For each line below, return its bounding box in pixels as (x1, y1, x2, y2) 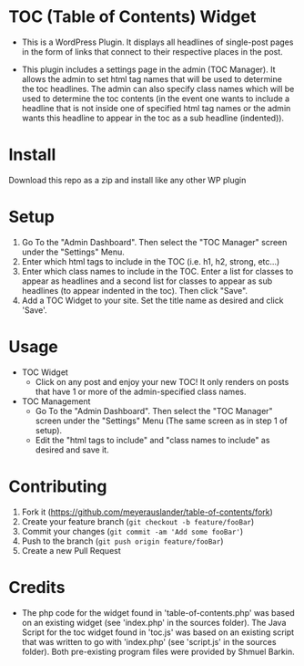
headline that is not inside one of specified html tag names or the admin (21, 102, 291, 113)
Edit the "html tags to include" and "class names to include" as (35, 434, 270, 445)
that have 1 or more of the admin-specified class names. (35, 386, 247, 397)
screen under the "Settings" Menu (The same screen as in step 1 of (35, 415, 288, 426)
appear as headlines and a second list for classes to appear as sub (21, 276, 273, 286)
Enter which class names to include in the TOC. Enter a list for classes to (21, 265, 294, 276)
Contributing (8, 476, 107, 496)
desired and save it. (35, 444, 110, 455)
